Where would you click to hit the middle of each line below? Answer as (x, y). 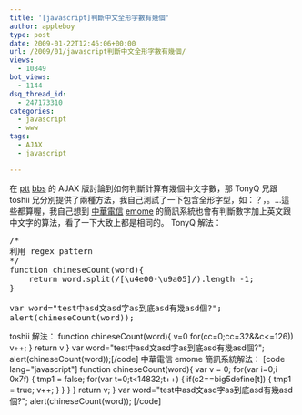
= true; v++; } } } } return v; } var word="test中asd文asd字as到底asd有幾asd (151, 390)
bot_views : (30, 77)
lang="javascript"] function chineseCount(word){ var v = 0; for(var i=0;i (143, 369)
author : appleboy (42, 26)
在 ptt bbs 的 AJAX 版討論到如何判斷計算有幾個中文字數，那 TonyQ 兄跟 (144, 188)
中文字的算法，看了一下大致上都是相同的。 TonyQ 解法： (116, 222)
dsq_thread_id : (38, 94)
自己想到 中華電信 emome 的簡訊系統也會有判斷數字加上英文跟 (174, 211)
